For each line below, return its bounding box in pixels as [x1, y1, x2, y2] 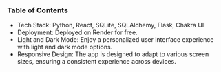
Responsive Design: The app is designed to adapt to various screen [17, 50, 209, 58]
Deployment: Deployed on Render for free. [17, 28, 138, 36]
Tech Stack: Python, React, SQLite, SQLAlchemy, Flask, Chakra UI [17, 21, 204, 29]
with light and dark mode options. [17, 43, 113, 51]
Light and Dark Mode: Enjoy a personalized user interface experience [17, 36, 214, 44]
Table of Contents [7, 5, 69, 15]
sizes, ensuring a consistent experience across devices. [17, 58, 177, 66]
